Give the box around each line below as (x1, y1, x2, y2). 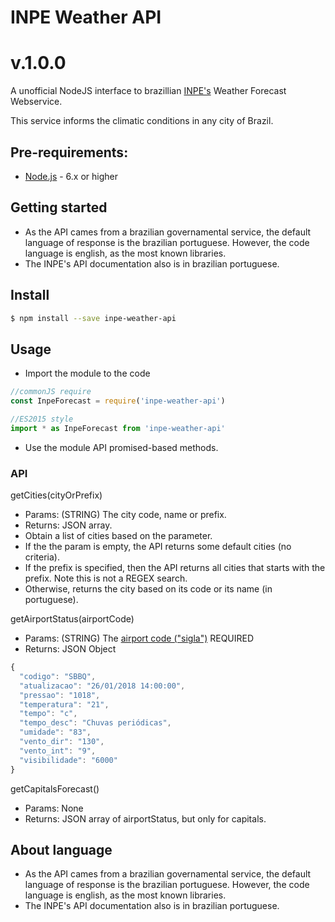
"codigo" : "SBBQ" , (19, 671, 97, 681)
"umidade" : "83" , (19, 727, 92, 738)
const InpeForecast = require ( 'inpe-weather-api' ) (10, 396, 226, 406)
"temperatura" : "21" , (19, 699, 110, 710)
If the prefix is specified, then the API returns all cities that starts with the (24, 562, 326, 574)
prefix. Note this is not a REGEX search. (24, 572, 188, 585)
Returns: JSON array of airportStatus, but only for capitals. (24, 812, 267, 825)
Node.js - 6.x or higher (24, 170, 119, 182)
